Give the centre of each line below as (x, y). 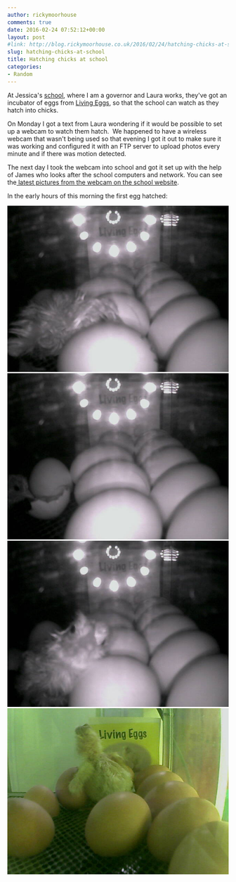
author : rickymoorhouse (42, 15)
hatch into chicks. (33, 110)
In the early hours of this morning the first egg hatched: (87, 196)
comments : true (29, 22)
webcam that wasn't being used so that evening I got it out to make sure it (114, 139)
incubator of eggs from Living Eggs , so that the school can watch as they (113, 103)
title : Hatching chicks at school (58, 60)
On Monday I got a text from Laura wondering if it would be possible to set (115, 124)
